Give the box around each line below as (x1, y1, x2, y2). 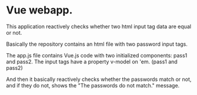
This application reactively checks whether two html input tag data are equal (6, 23, 192, 30)
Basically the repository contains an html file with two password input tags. (6, 40, 188, 48)
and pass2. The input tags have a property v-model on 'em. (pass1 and (6, 58, 178, 65)
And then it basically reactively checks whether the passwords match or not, (6, 76, 192, 83)
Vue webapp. (6, 4, 73, 17)
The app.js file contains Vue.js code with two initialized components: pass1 (6, 52, 188, 59)
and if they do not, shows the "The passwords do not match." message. (6, 82, 180, 89)
